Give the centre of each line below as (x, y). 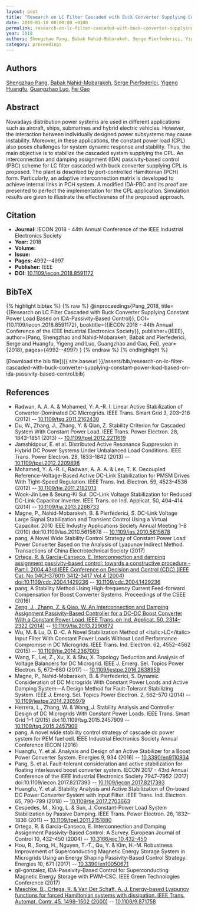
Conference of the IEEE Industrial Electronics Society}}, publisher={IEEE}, (95, 331)
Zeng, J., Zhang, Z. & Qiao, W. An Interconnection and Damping (92, 607)
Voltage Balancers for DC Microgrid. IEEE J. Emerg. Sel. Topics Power (99, 663)
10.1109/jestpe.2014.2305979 (50, 701)
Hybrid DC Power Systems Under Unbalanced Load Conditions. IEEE (98, 450)
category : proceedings (34, 45)
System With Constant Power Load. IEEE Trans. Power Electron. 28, (96, 432)
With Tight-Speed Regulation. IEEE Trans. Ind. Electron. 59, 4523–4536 (101, 482)
